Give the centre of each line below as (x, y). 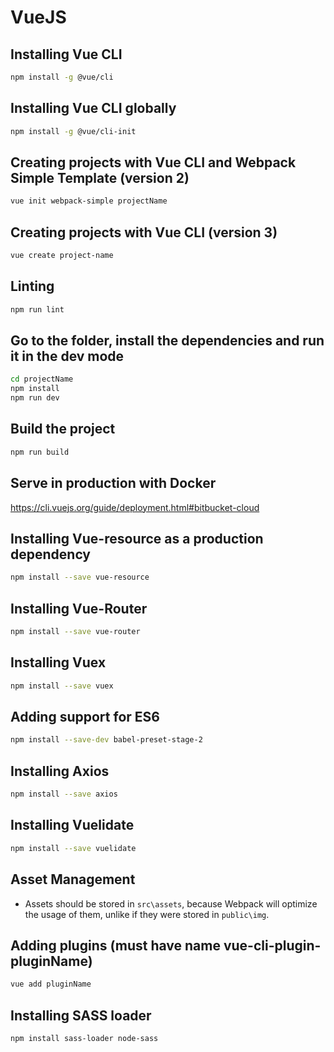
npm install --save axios (64, 794)
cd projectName (42, 379)
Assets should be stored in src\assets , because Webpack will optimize (171, 903)
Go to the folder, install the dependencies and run (167, 341)
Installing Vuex (58, 662)
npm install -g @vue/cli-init (73, 131)
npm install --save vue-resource (80, 577)
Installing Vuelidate (72, 825)
